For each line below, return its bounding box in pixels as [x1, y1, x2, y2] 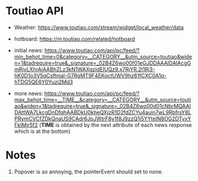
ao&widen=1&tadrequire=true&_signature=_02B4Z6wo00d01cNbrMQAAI [14, 102, 191, 109]
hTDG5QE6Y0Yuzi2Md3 [14, 78, 74, 85]
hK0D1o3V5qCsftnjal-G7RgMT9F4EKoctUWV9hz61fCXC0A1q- [14, 72, 167, 79]
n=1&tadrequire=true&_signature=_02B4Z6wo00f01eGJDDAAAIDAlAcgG [14, 59, 191, 66]
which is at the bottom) [14, 128, 71, 135]
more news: [14, 90, 43, 97]
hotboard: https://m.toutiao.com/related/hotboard [14, 35, 136, 42]
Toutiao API [5, 4, 63, 18]
